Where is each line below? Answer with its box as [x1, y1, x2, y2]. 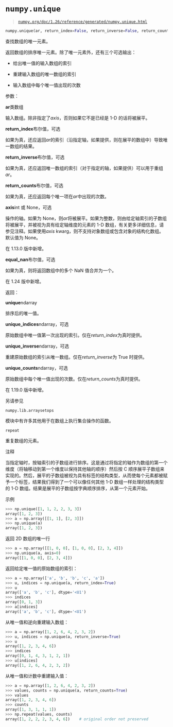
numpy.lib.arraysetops [5, 408, 54, 413]
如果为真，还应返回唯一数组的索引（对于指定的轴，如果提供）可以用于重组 [5, 165, 163, 171]
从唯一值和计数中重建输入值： [5, 672, 68, 679]
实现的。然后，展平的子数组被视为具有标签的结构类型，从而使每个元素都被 [5, 472, 163, 478]
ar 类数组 [5, 103, 24, 110]
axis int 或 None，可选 [5, 204, 52, 210]
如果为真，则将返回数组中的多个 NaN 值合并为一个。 [5, 267, 117, 273]
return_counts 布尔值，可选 [5, 182, 63, 188]
